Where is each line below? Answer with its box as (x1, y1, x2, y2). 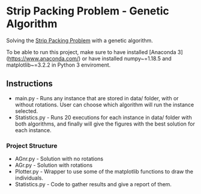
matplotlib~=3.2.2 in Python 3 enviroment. (6, 61, 111, 68)
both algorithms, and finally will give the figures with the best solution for (14, 120, 195, 127)
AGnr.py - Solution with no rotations (14, 155, 104, 163)
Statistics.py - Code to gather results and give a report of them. (14, 181, 172, 188)
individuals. (14, 174, 44, 181)
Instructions (6, 79, 53, 89)
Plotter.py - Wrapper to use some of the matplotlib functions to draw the (14, 168, 194, 175)
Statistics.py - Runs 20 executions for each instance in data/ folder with (14, 114, 192, 121)
